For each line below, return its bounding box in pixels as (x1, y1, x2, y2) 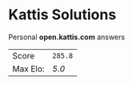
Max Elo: (12, 63, 45, 74)
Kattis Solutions (8, 6, 117, 24)
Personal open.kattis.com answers (8, 32, 126, 42)
